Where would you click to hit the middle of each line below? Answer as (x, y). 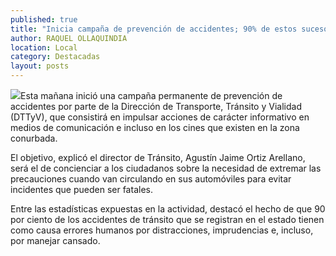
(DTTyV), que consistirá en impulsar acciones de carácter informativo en (160, 117)
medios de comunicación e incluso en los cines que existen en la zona (155, 127)
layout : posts (40, 66)
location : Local (44, 47)
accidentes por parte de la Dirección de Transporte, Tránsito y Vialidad (156, 106)
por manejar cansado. (55, 240)
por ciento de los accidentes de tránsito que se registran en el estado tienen (167, 219)
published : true (44, 19)
